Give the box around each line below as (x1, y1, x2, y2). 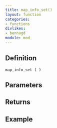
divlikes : (5, 26, 26, 31)
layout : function (5, 12, 41, 17)
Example (5, 115, 33, 123)
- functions (5, 21, 30, 27)
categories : (5, 17, 30, 22)
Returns (5, 98, 31, 106)
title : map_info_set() (5, 7, 52, 13)
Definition (5, 54, 36, 63)
